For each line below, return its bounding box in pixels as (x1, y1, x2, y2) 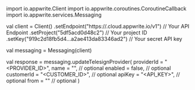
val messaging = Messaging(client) (6, 47, 92, 54)
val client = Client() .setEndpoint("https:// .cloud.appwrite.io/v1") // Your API (6, 23, 190, 30)
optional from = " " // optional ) (6, 77, 80, 84)
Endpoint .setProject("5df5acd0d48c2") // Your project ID (6, 29, 147, 36)
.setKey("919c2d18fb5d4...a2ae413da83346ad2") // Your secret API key (6, 36, 183, 42)
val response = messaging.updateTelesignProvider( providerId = (6, 59, 163, 65)
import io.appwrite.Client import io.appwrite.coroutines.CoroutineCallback (6, 5, 187, 12)
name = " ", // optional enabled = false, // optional (51, 65, 171, 72)
